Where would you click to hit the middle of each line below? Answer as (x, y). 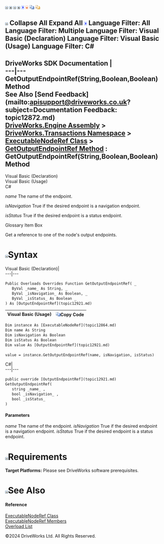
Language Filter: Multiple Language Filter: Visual (82, 31)
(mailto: (17, 102)
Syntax (23, 255)
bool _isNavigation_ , (35, 394)
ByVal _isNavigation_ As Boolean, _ (50, 294)
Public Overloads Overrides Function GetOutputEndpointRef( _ (71, 284)
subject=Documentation (44, 110)
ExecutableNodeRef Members (36, 521)
